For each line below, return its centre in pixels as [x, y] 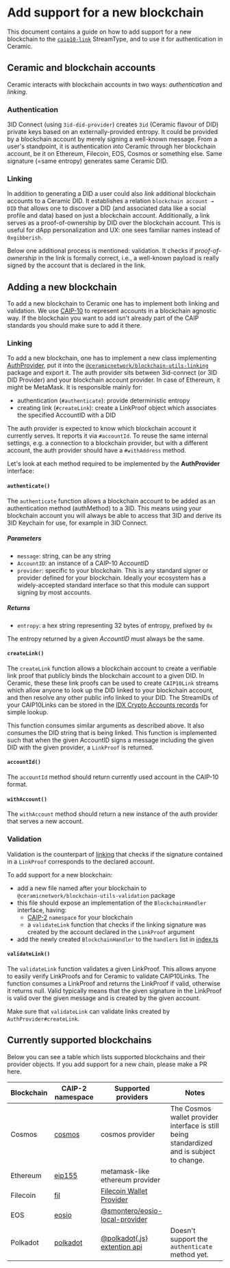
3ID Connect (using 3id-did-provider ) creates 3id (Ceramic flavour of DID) [113, 124]
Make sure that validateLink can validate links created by [89, 1011]
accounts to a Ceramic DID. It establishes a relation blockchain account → [111, 201]
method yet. [189, 1254]
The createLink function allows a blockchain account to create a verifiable [112, 668]
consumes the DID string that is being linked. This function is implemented [112, 732]
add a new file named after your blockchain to [82, 888]
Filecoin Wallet [124, 1191]
